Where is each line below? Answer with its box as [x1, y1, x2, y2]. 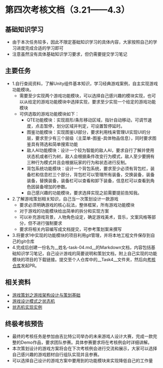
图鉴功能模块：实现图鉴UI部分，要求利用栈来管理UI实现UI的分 [26, 129, 151, 135]
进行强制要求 [36, 220, 62, 226]
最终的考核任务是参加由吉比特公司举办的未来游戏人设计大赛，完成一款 [12, 334, 153, 339]
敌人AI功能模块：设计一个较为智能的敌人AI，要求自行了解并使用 [26, 147, 155, 153]
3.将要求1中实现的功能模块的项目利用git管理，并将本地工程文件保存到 [12, 232, 151, 238]
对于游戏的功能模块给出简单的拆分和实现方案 [19, 208, 109, 214]
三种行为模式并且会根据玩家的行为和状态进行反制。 [26, 159, 129, 165]
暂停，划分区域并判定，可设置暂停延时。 [43, 123, 125, 129]
